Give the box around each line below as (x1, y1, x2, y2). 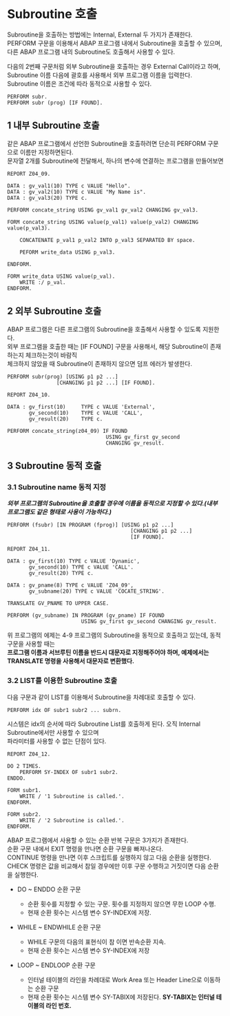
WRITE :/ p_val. (19, 278, 67, 286)
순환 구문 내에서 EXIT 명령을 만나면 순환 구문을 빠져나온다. (7, 844, 164, 853)
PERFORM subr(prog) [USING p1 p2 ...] (7, 373, 118, 380)
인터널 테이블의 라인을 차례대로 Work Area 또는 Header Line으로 (27, 975, 202, 984)
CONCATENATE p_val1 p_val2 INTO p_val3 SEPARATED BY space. (19, 236, 196, 243)
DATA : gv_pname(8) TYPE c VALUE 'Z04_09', (7, 582, 134, 589)
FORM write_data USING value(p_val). (7, 273, 116, 280)
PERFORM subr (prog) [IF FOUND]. (7, 99, 103, 106)
